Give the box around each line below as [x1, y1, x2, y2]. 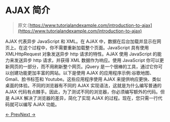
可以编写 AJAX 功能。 [14, 101, 60, 107]
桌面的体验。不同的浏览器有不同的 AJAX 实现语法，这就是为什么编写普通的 [5, 82, 162, 88]
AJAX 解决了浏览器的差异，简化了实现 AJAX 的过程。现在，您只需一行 [11, 95, 158, 101]
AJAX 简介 [5, 5, 50, 16]
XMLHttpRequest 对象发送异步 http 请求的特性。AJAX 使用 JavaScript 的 [5, 51, 157, 57]
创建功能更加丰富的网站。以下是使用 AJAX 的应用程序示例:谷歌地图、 [9, 70, 154, 76]
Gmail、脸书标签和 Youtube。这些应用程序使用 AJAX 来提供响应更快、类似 [5, 76, 161, 82]
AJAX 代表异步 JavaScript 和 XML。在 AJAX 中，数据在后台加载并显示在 [5, 38, 157, 44]
